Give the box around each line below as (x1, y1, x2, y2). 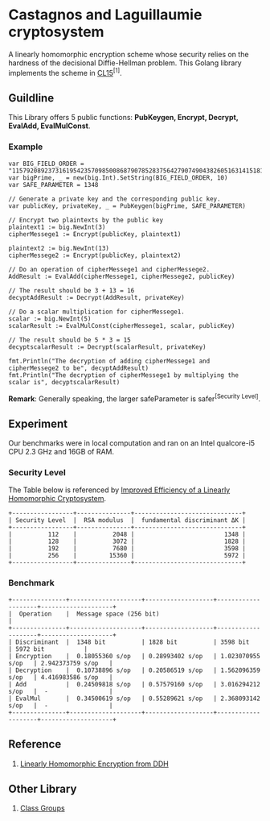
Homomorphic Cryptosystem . (8, 494, 107, 504)
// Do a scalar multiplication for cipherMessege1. (8, 308, 185, 316)
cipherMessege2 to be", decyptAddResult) (8, 364, 149, 372)
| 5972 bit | (8, 645, 88, 653)
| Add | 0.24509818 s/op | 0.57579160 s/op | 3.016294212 (8, 680, 261, 688)
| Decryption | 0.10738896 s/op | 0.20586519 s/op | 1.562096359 (8, 666, 261, 674)
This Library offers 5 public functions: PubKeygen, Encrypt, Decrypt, (8, 113, 239, 122)
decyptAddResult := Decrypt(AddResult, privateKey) (8, 293, 185, 301)
